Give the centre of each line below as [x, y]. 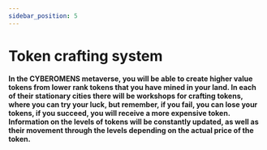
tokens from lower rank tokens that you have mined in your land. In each [133, 88]
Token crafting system [86, 56]
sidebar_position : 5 [43, 16]
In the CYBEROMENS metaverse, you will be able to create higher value [131, 79]
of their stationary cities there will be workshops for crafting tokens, [126, 96]
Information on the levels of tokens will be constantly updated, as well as [134, 122]
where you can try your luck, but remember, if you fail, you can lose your [133, 105]
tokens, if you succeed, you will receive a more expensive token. [119, 114]
